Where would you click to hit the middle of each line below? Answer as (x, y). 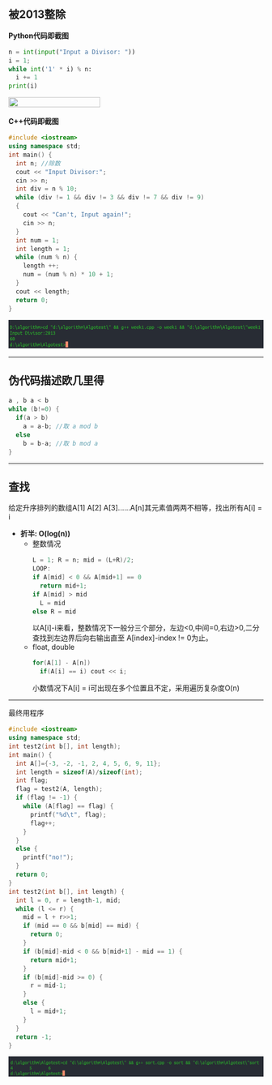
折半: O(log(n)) (45, 534)
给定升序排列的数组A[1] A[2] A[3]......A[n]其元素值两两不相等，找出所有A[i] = (136, 508)
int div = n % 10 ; (47, 189)
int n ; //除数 (38, 163)
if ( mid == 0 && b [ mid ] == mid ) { (81, 926)
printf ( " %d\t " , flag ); (68, 814)
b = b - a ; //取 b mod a (61, 443)
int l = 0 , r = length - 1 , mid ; (68, 900)
